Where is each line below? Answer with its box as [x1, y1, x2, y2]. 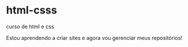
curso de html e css [6, 23, 54, 30]
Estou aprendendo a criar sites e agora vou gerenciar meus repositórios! [6, 34, 183, 41]
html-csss [6, 4, 57, 17]
